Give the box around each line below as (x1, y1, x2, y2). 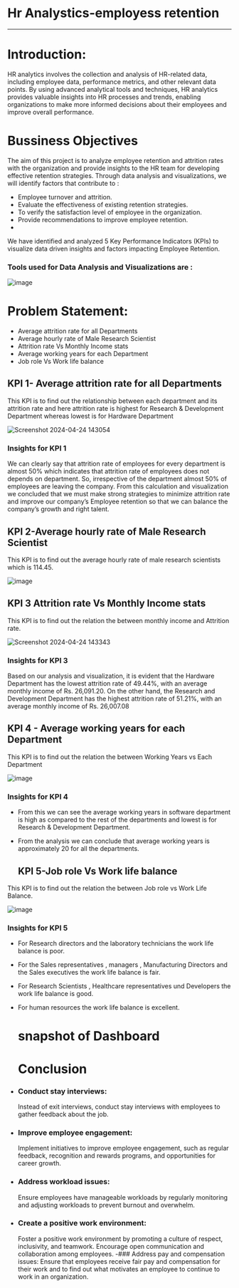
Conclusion (17, 1061, 87, 1077)
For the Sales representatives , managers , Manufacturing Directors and (17, 960, 228, 969)
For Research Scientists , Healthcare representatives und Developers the (17, 982, 231, 990)
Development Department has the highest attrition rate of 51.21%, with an (7, 694, 222, 703)
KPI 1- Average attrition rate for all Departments (7, 377, 222, 389)
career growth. (17, 1159, 62, 1168)
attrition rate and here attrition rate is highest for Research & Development (7, 404, 224, 412)
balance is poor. (17, 947, 65, 955)
